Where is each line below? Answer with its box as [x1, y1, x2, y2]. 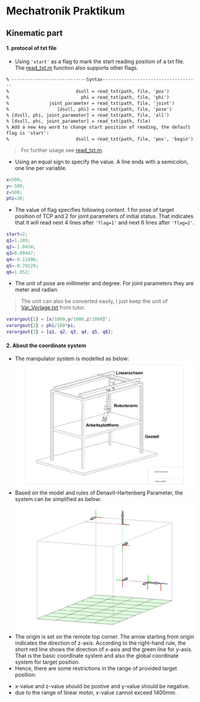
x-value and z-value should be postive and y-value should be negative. [14, 682, 190, 689]
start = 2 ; [6, 231, 28, 237]
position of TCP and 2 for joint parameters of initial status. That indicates [14, 213, 194, 220]
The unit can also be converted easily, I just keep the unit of [20, 298, 168, 305]
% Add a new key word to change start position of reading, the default [6, 124, 191, 130]
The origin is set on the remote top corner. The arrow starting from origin [14, 633, 195, 640]
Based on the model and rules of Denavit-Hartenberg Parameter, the [14, 489, 183, 496]
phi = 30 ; [6, 196, 26, 202]
